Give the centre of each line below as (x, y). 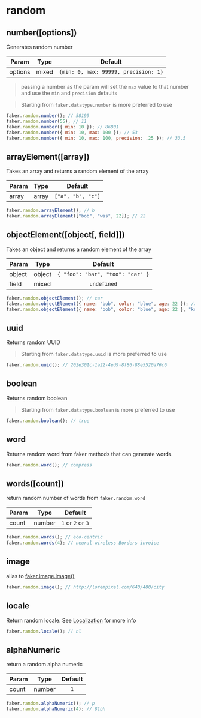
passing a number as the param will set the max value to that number (105, 87)
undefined (103, 284)
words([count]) (35, 484)
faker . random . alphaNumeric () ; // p (51, 704)
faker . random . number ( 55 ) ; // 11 (46, 121)
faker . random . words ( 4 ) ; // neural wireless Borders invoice (83, 543)
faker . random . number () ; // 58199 (48, 116)
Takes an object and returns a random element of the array (79, 249)
